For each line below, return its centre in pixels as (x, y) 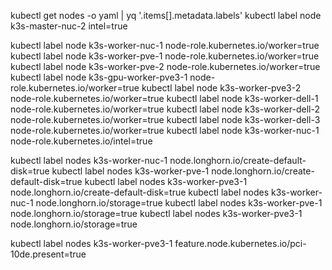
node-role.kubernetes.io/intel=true (81, 141)
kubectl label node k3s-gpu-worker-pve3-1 (99, 77)
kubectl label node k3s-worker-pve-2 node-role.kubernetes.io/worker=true (165, 66)
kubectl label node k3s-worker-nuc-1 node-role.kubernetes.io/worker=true (165, 45)
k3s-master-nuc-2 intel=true (69, 26)
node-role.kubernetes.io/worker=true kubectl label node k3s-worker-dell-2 (165, 109)
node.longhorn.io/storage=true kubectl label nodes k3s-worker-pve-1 (179, 203)
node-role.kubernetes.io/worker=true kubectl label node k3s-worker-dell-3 (165, 119)
